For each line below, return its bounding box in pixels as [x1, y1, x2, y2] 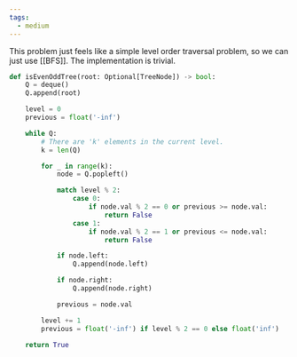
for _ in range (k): [41, 162, 113, 171]
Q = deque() [25, 81, 69, 90]
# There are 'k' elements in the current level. [41, 137, 224, 147]
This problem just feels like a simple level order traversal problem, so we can [9, 45, 289, 56]
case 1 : [72, 218, 101, 227]
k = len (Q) [41, 146, 82, 155]
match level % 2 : [56, 186, 121, 195]
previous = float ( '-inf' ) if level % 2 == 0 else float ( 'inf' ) [41, 324, 280, 333]
